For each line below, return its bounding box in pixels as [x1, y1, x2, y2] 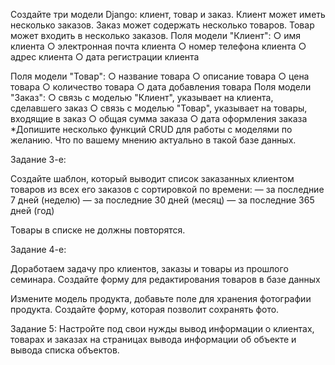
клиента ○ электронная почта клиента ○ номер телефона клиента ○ [10, 40, 307, 52]
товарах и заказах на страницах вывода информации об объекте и [10, 334, 297, 345]
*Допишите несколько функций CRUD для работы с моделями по [10, 124, 293, 135]
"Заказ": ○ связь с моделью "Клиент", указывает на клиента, [10, 92, 274, 103]
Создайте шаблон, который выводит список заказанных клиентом [10, 173, 295, 184]
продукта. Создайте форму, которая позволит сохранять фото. [10, 304, 280, 315]
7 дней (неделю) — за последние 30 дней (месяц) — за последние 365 [10, 194, 315, 206]
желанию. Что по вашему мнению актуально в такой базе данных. [10, 134, 297, 146]
